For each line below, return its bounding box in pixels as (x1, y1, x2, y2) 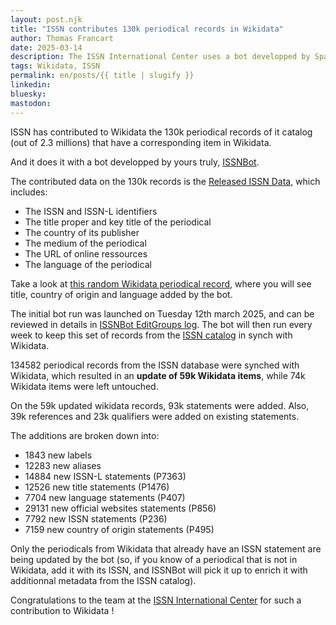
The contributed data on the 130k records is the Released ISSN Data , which (10, 175, 321, 187)
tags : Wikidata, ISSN (10, 61, 101, 71)
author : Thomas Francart (10, 33, 114, 43)
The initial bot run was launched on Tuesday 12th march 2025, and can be (10, 307, 315, 320)
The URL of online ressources (24, 247, 148, 260)
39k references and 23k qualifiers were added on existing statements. (10, 410, 300, 422)
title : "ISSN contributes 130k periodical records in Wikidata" (10, 24, 284, 34)
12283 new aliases (24, 459, 102, 471)
